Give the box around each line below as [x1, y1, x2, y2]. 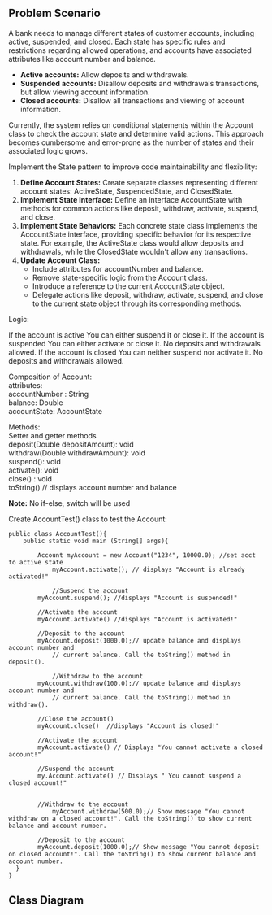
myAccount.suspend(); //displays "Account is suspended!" [37, 594, 238, 602]
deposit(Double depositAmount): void [8, 439, 134, 449]
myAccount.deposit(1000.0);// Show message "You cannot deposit [37, 843, 260, 851]
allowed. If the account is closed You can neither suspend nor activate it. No [8, 347, 264, 357]
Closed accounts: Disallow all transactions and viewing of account [19, 95, 245, 105]
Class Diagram [8, 894, 84, 908]
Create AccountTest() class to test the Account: [8, 514, 168, 524]
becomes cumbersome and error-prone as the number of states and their [8, 137, 254, 147]
